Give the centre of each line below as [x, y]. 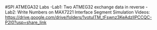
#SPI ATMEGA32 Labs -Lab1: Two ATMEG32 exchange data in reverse [75, 7]
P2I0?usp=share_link [26, 22]
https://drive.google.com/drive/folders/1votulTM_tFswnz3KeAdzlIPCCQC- [78, 17]
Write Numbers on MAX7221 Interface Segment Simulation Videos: [84, 12]
